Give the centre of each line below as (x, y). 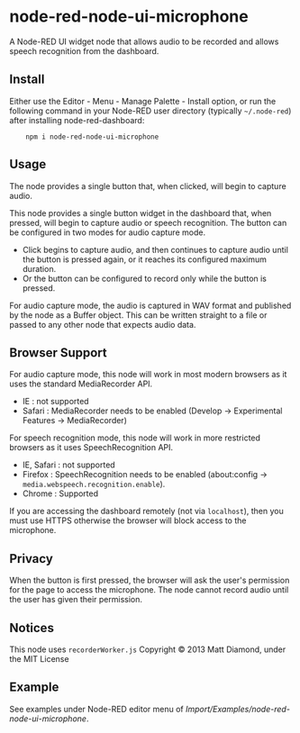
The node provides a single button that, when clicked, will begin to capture (148, 186)
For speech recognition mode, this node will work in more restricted (135, 438)
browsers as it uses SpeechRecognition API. (91, 448)
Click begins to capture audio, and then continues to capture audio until (155, 249)
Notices (32, 628)
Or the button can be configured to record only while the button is (145, 278)
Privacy (32, 559)
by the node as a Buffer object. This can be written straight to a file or (138, 315)
